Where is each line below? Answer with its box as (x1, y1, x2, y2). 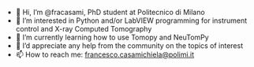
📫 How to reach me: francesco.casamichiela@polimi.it (15, 50, 195, 59)
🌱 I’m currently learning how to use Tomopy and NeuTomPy (15, 32, 209, 42)
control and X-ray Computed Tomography (15, 24, 152, 33)
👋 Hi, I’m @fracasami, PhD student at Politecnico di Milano (15, 8, 205, 17)
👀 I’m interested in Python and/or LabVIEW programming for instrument (15, 16, 248, 25)
